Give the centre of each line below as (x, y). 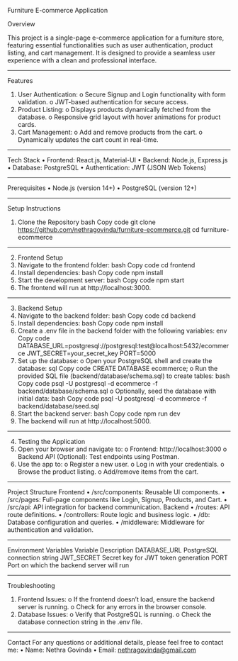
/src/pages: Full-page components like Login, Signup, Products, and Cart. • (118, 500)
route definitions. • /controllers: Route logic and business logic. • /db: (109, 515)
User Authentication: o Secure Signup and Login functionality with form (122, 94)
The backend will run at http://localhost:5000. (84, 421)
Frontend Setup (40, 257)
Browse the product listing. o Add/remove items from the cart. (108, 472)
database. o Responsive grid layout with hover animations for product (119, 117)
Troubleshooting (31, 585)
